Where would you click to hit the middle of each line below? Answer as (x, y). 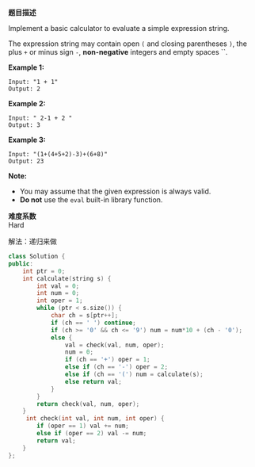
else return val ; (93, 381)
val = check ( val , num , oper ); (114, 345)
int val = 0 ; (58, 286)
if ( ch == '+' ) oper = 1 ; (107, 360)
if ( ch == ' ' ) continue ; (93, 323)
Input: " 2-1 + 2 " (40, 118)
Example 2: (27, 103)
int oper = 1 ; (60, 300)
